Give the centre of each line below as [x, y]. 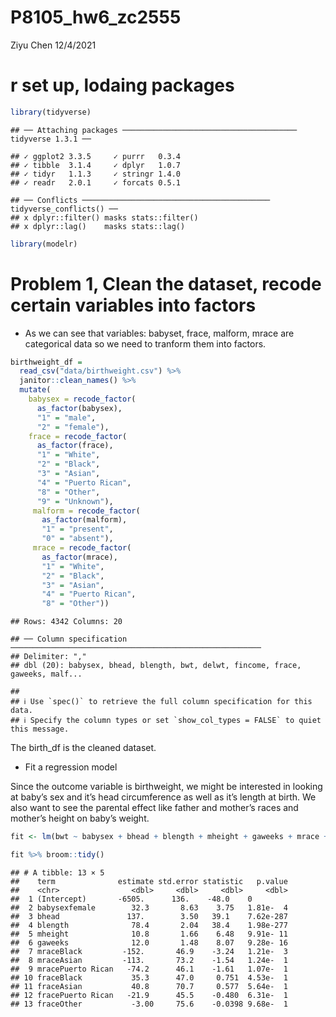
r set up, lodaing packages [122, 85]
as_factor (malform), [84, 520]
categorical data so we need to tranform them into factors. [145, 343]
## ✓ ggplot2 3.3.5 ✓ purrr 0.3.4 [96, 156]
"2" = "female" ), [73, 427]
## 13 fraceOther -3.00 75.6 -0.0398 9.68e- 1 [149, 1004]
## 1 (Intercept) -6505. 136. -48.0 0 [131, 899]
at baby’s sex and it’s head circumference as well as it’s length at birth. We [163, 797]
